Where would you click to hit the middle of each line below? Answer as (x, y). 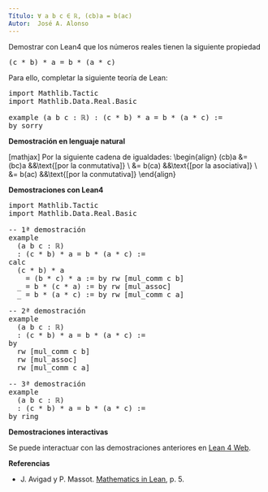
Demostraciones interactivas (58, 432)
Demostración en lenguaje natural (67, 141)
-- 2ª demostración (47, 311)
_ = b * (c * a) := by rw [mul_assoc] (94, 286)
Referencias (29, 463)
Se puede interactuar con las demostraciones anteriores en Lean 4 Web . (130, 447)
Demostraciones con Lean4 (56, 190)
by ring (24, 416)
